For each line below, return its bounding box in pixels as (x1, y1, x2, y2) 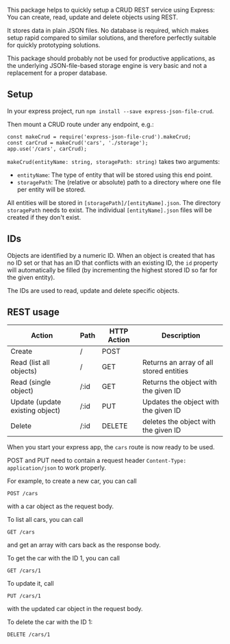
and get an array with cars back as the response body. (7, 541, 161, 549)
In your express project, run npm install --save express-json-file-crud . (7, 106, 214, 115)
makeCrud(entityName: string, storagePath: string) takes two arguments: (7, 157, 220, 165)
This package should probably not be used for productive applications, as (7, 54, 216, 62)
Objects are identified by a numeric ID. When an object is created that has (7, 251, 216, 259)
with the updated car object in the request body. (7, 605, 143, 613)
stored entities (142, 366, 189, 376)
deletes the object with (142, 417, 216, 427)
